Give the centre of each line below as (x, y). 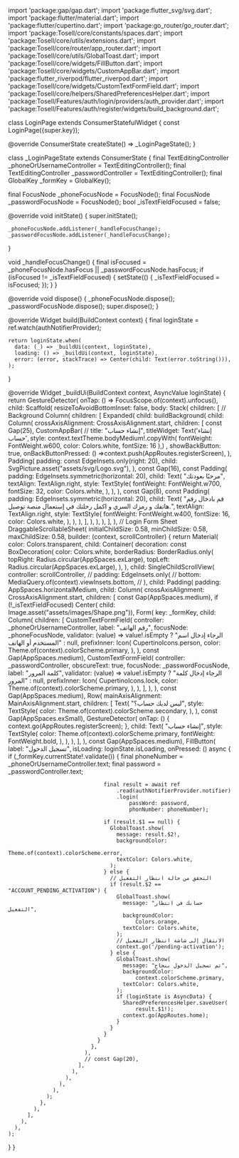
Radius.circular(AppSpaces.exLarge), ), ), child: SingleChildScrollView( (111, 567)
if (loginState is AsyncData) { (164, 997)
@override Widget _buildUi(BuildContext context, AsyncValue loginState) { (117, 393)
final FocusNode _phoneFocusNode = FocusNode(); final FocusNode (109, 194)
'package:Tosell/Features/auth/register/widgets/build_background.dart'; (113, 109)
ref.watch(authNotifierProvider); (55, 328)
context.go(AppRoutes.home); (166, 1015)
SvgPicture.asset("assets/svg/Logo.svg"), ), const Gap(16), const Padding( (118, 468)
